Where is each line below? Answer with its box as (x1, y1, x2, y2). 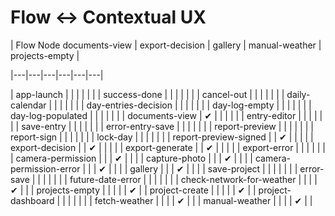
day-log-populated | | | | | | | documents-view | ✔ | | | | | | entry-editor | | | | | (10, 109, 323, 121)
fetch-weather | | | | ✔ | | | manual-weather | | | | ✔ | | (94, 194, 313, 206)
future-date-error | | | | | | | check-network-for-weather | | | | (69, 173, 318, 185)
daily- (286, 88, 311, 100)
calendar (10, 99, 47, 111)
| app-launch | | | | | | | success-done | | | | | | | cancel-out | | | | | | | (10, 88, 285, 100)
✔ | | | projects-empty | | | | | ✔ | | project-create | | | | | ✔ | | (10, 184, 257, 196)
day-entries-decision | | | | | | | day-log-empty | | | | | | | (86, 99, 312, 111)
